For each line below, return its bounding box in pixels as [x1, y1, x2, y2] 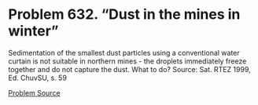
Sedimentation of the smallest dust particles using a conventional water [8, 48, 240, 57]
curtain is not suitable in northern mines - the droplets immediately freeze [8, 56, 247, 66]
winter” [8, 22, 59, 40]
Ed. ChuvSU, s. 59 [8, 73, 67, 82]
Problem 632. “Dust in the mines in [8, 5, 241, 24]
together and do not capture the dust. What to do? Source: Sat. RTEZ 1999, [8, 64, 251, 74]
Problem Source [8, 88, 61, 97]
